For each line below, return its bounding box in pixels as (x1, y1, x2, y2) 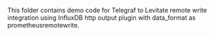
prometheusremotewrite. (7, 21, 80, 29)
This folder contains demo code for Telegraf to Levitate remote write (7, 6, 208, 14)
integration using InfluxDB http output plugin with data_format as (7, 13, 196, 22)
